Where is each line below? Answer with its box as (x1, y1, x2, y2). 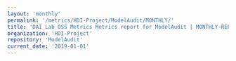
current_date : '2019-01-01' (7, 43, 90, 50)
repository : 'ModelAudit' (7, 36, 83, 43)
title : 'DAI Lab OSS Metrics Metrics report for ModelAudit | (7, 23, 193, 30)
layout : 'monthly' (7, 10, 61, 18)
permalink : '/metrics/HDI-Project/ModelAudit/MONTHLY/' (7, 17, 174, 24)
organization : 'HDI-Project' (7, 29, 93, 37)
